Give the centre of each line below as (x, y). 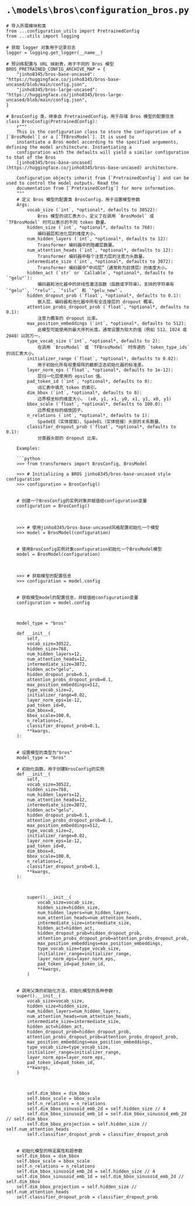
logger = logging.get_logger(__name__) (55, 52)
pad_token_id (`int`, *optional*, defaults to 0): (90, 381)
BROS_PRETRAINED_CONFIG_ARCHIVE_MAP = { (56, 69)
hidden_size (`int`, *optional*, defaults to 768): (91, 227)
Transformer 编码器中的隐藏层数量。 (77, 245)
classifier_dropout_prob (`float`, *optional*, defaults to (102, 427)
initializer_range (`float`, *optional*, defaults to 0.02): (103, 359)
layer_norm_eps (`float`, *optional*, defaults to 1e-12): (100, 370)
